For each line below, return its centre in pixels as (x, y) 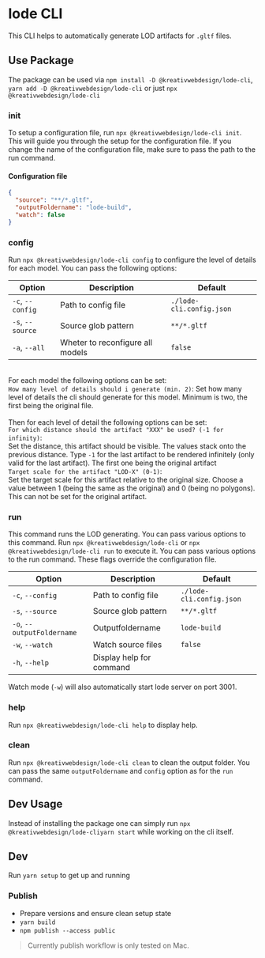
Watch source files (127, 645)
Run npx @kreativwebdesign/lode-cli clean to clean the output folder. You (129, 762)
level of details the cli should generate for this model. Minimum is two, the (128, 397)
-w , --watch (33, 645)
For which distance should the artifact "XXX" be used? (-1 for (116, 430)
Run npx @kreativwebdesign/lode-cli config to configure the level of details (132, 259)
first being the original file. (51, 405)
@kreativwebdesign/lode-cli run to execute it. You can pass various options (132, 551)
